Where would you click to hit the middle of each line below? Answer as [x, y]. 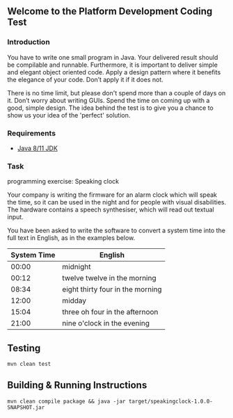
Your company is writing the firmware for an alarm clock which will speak [112, 195]
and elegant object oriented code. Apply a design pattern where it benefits [114, 72]
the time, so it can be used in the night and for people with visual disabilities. [117, 202]
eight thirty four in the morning [112, 289]
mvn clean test [29, 364]
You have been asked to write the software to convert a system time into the [116, 231]
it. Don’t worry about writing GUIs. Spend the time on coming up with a [109, 100]
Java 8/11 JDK [37, 148]
